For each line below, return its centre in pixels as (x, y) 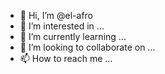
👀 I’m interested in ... (62, 26)
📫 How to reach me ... (66, 58)
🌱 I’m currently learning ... (73, 36)
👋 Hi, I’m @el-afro (56, 15)
